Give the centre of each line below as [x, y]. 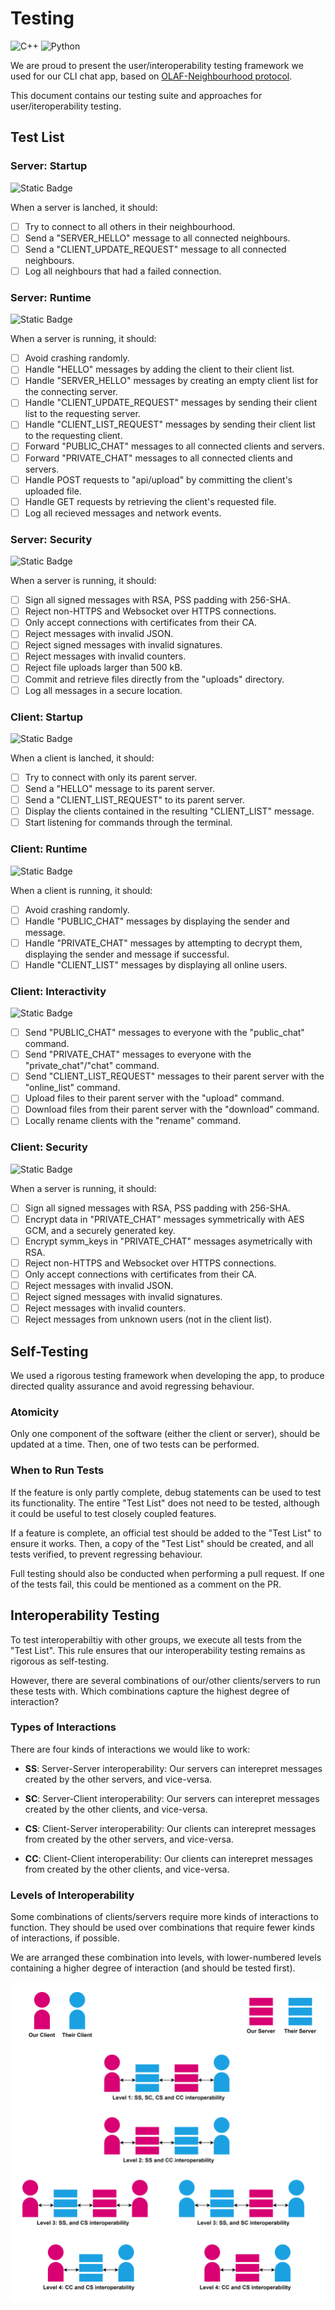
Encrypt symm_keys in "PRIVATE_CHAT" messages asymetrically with [168, 1241]
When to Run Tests [57, 1470]
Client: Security [49, 1147]
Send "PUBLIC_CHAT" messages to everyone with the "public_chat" [164, 1033]
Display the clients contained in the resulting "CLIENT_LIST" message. [169, 811]
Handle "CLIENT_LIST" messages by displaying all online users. [156, 964]
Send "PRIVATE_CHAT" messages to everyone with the [138, 1054]
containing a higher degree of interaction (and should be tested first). [153, 1968]
